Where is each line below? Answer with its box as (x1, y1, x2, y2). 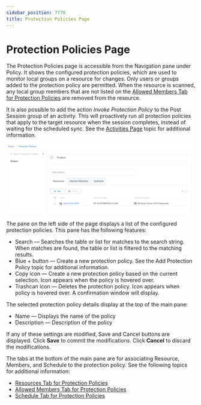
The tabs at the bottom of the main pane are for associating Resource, (6, 355, 180, 362)
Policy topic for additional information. (14, 264, 109, 271)
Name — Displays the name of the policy (14, 312, 116, 320)
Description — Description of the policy (14, 319, 113, 326)
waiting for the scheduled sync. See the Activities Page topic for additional (6, 125, 191, 132)
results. (14, 251, 34, 258)
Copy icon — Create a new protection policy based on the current (14, 270, 178, 278)
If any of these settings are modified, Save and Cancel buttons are (6, 330, 170, 338)
